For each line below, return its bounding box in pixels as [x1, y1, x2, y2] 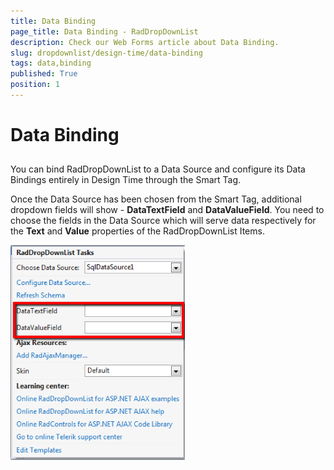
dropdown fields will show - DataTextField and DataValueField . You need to [10, 204, 325, 216]
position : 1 [10, 80, 60, 90]
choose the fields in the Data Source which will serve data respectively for [10, 215, 317, 227]
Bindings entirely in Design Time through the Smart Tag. [10, 174, 242, 186]
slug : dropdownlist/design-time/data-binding [10, 48, 203, 58]
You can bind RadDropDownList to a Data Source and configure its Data [10, 163, 306, 175]
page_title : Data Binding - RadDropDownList [10, 26, 199, 37]
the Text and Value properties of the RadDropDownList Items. [10, 225, 265, 237]
